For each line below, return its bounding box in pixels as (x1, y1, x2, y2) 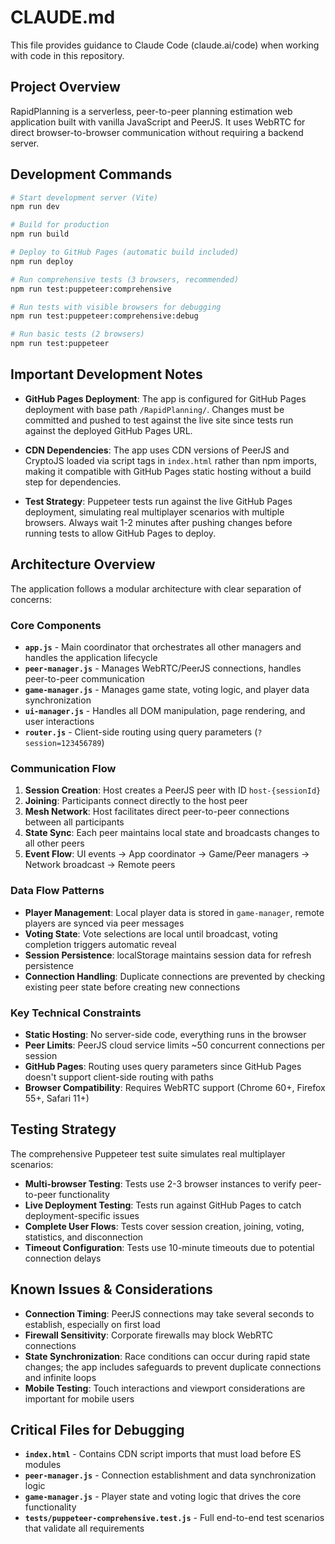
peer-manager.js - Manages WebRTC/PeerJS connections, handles (24, 662, 302, 674)
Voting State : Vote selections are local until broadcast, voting (24, 927, 278, 940)
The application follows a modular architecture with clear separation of (10, 582, 302, 595)
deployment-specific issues (24, 1209, 140, 1221)
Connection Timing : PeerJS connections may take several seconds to (24, 1307, 315, 1320)
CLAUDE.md (10, 6, 116, 29)
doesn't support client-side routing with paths (24, 1071, 214, 1083)
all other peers (24, 837, 85, 850)
